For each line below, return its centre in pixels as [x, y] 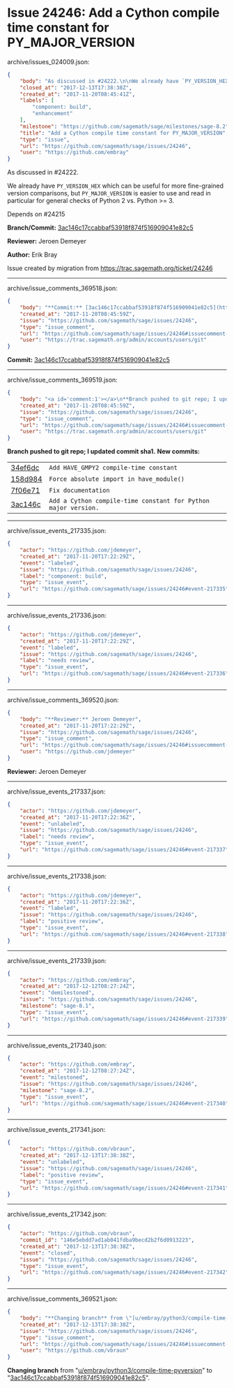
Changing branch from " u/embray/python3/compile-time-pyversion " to [110, 1371]
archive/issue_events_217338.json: [57, 876]
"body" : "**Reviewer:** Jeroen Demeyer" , [80, 719]
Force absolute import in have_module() [117, 479]
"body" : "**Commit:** [51, 308]
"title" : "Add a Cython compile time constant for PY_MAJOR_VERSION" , [124, 133]
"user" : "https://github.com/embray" [75, 152]
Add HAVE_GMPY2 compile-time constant [113, 468]
